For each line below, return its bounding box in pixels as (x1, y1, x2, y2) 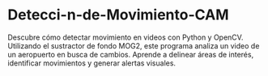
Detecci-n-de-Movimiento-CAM (7, 6, 229, 24)
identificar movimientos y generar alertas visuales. (7, 58, 176, 68)
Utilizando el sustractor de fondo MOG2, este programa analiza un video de (7, 40, 260, 50)
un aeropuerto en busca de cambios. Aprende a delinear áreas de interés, (7, 49, 254, 59)
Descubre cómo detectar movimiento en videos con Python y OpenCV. (7, 32, 244, 42)
